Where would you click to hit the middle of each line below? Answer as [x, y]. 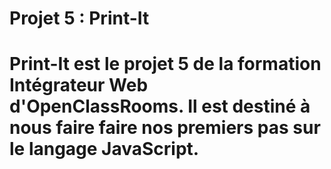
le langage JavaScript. [104, 149]
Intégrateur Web [79, 85]
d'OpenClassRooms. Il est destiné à [160, 106]
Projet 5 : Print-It [79, 18]
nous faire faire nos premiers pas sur [165, 128]
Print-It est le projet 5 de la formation [165, 64]
